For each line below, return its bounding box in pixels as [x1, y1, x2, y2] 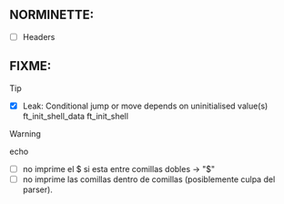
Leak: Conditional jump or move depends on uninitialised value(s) [22, 100, 269, 111]
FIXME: [9, 58, 52, 74]
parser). [22, 184, 53, 195]
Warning [9, 127, 41, 139]
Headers [22, 31, 56, 42]
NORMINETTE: [9, 7, 95, 23]
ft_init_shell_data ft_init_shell [22, 110, 129, 121]
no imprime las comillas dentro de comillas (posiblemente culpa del [22, 173, 276, 185]
